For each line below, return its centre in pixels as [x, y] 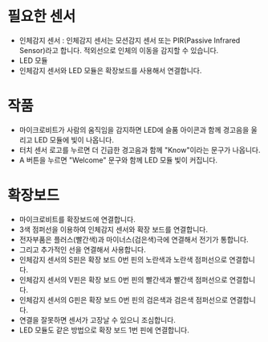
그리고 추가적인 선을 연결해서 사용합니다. [82, 249]
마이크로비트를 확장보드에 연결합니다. [77, 219]
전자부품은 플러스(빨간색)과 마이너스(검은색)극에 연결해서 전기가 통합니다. [134, 239]
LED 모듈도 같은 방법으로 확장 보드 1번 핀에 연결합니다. [104, 330]
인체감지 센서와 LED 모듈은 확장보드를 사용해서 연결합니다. [110, 70]
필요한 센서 [42, 16]
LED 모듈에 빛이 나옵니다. [74, 140]
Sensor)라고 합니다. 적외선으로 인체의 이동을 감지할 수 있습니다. [119, 50]
